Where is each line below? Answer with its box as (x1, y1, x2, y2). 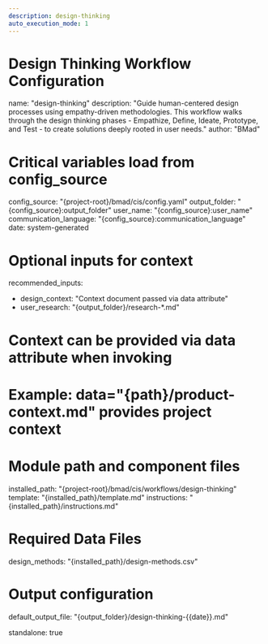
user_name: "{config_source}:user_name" (113, 205, 253, 215)
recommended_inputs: (8, 278, 83, 288)
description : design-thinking (8, 11, 111, 20)
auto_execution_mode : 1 (8, 19, 89, 28)
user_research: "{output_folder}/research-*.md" (19, 302, 180, 313)
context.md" (8, 403, 96, 421)
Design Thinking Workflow (8, 54, 192, 73)
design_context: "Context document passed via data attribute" (19, 294, 229, 304)
